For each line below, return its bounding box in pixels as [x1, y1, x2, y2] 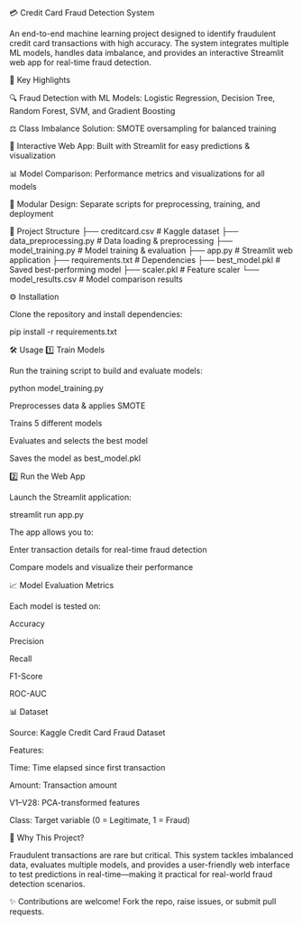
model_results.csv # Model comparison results [9, 274, 183, 285]
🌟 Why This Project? [9, 832, 85, 843]
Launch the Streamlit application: [9, 491, 133, 502]
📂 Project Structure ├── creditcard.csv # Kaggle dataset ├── [9, 226, 239, 237]
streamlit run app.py [9, 510, 84, 519]
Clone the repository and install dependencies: [9, 309, 183, 319]
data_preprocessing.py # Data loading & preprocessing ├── [9, 236, 233, 246]
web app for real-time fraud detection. [9, 57, 151, 68]
